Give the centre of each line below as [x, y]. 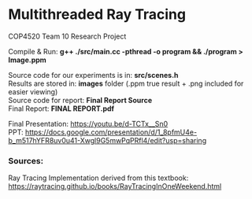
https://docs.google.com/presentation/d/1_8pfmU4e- [111, 132]
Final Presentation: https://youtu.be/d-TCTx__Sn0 [88, 123]
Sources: [26, 160]
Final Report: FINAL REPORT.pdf [61, 109]
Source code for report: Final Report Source [80, 100]
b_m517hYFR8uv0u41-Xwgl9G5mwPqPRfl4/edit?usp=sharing [107, 140]
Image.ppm [28, 60]
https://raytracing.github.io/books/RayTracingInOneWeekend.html [115, 186]
